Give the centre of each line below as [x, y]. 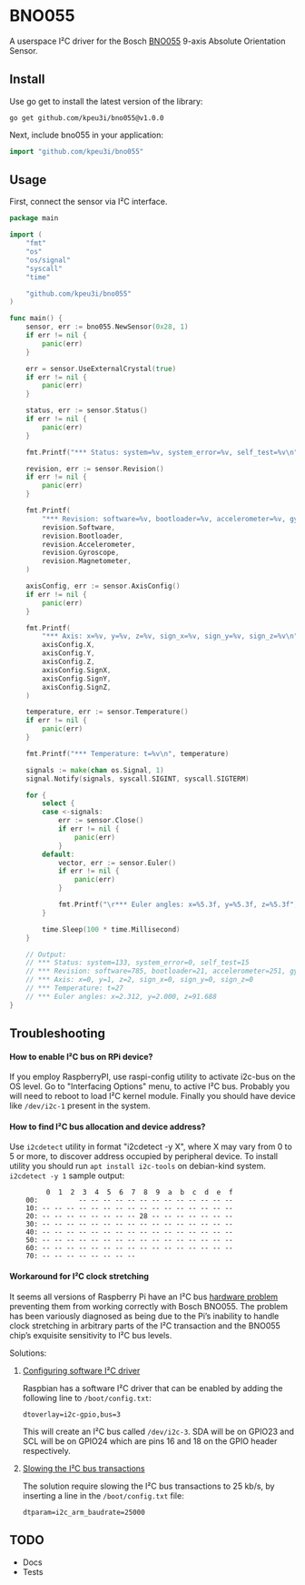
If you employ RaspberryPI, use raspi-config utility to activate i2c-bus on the [152, 1077]
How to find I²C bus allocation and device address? [108, 1126]
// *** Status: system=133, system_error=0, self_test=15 [138, 963]
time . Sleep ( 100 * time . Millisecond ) [111, 929]
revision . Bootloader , [83, 536]
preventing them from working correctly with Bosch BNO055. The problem [149, 1306]
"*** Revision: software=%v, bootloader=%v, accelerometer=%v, [164, 519]
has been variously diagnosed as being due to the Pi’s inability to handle [144, 1316]
